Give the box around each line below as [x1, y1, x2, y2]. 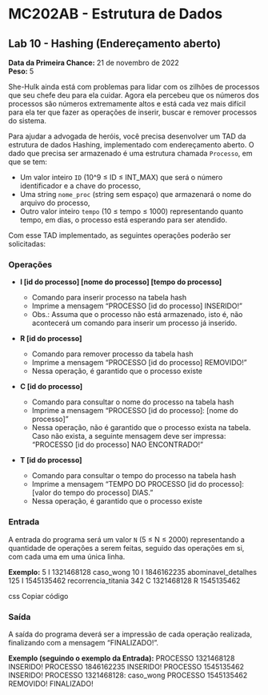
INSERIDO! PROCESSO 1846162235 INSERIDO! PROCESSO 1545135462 [8, 661, 244, 671]
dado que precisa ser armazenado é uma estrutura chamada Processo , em [8, 149, 253, 158]
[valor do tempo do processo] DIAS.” [31, 488, 154, 497]
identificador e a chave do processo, [19, 181, 142, 191]
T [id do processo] [19, 456, 82, 465]
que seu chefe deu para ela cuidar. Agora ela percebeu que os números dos [8, 90, 260, 100]
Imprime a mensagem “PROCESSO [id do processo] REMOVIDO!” [31, 358, 247, 368]
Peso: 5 [8, 66, 34, 76]
